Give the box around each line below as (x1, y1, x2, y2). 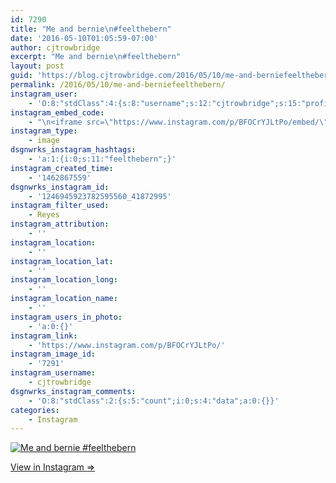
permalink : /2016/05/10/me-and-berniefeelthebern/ (10, 80, 226, 90)
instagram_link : (10, 331, 78, 341)
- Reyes (28, 210, 60, 220)
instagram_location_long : (10, 275, 118, 285)
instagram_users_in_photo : (10, 312, 123, 322)
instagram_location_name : (10, 294, 118, 304)
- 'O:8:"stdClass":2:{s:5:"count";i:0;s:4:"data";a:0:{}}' (28, 396, 280, 406)
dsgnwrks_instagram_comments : (10, 386, 137, 396)
